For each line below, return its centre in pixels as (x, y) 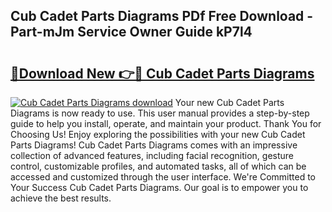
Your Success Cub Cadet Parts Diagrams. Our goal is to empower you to (159, 187)
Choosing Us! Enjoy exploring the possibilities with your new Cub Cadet (158, 134)
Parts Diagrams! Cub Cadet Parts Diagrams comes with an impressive (154, 145)
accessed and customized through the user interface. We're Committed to (163, 177)
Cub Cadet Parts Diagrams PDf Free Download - (162, 16)
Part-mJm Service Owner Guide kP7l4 (131, 32)
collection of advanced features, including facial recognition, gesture (152, 155)
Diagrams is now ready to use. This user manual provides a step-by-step (160, 113)
